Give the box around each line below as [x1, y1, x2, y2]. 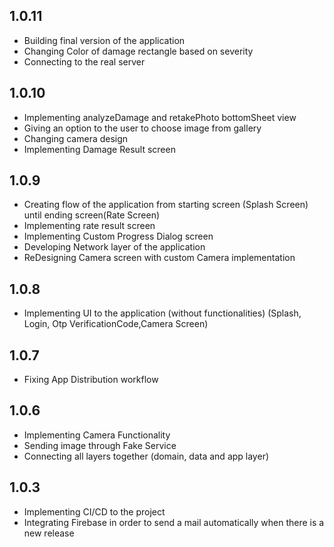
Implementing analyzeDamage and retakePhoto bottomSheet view [23, 111, 297, 123]
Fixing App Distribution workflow [23, 374, 159, 386]
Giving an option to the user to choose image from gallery [23, 122, 262, 134]
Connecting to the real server [23, 55, 146, 68]
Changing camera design [23, 132, 129, 144]
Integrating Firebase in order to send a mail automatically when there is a [23, 516, 325, 528]
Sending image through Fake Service [23, 439, 177, 451]
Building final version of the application [23, 34, 186, 46]
